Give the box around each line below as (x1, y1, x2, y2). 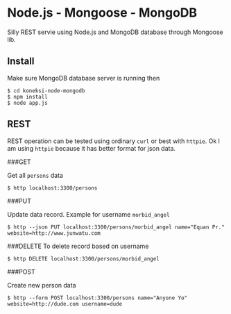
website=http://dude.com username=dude (7, 300, 123, 307)
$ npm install (7, 93, 49, 100)
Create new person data (7, 281, 76, 289)
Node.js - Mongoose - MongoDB (7, 5, 198, 21)
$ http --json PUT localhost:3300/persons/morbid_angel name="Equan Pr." (7, 224, 225, 231)
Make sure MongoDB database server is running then (7, 74, 160, 82)
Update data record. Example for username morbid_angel (7, 210, 170, 218)
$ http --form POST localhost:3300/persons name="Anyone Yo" (7, 294, 188, 301)
